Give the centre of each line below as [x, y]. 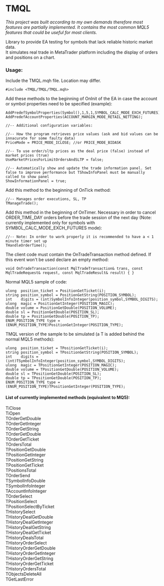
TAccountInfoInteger [26, 491]
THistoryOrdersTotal [26, 569]
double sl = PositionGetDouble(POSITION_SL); [52, 312]
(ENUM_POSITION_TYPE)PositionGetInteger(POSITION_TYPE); [64, 325]
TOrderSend [18, 476]
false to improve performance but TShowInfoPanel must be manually [75, 173]
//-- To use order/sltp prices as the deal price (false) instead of [78, 151]
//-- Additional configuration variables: [49, 126]
